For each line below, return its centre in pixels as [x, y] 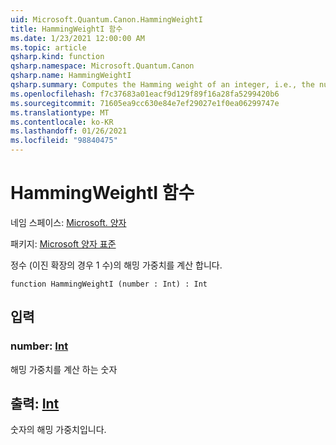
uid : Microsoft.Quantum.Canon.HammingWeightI [106, 19]
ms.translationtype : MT [60, 112]
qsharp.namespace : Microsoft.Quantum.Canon [102, 66]
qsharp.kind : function [57, 57]
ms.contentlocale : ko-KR [62, 122]
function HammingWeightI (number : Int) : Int [109, 284]
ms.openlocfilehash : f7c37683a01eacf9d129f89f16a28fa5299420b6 [145, 94]
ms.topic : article [48, 47]
